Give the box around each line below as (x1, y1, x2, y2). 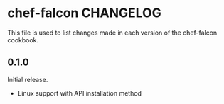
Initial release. (7, 75, 48, 83)
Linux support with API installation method (17, 88, 142, 97)
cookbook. (7, 35, 39, 44)
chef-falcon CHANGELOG (7, 5, 161, 21)
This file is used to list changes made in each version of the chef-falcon (7, 28, 218, 37)
